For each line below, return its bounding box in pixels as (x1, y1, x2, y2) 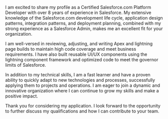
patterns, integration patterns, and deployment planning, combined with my (5, 20, 161, 26)
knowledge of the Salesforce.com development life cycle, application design (5, 15, 163, 21)
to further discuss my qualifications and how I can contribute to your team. (5, 108, 159, 114)
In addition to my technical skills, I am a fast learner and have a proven (5, 72, 150, 77)
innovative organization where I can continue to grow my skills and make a (5, 88, 159, 93)
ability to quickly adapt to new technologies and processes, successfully (5, 77, 155, 83)
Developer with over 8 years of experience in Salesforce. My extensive (5, 10, 151, 16)
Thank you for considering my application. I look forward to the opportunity (5, 103, 160, 108)
